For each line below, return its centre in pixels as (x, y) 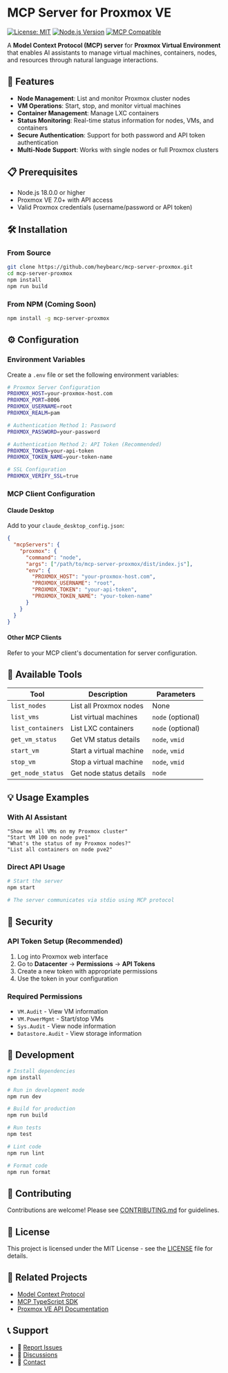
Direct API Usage (36, 867)
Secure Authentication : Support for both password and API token (111, 135)
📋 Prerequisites (42, 172)
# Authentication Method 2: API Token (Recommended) (85, 444)
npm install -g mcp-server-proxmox (58, 319)
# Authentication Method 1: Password (61, 425)
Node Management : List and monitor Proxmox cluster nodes (104, 98)
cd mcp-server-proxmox (40, 274)
